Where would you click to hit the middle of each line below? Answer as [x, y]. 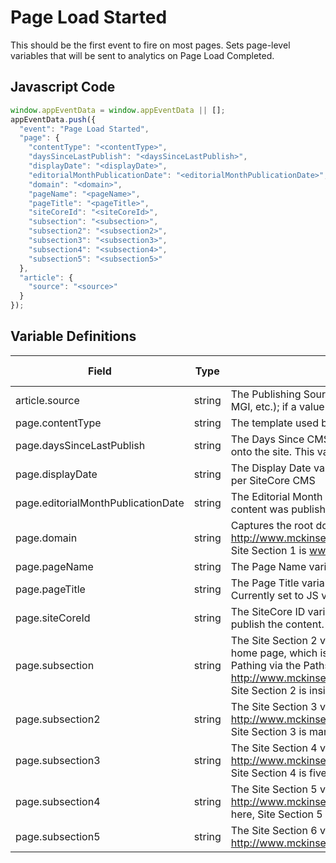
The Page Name [268, 566]
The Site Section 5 [274, 789]
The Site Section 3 [274, 706]
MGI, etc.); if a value [277, 406]
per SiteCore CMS [273, 480]
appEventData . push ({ [53, 119]
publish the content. [277, 624]
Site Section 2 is [268, 690]
